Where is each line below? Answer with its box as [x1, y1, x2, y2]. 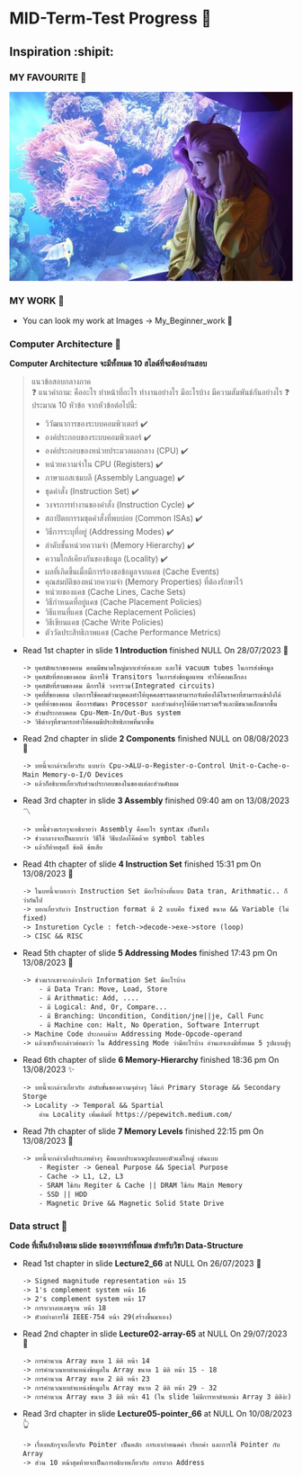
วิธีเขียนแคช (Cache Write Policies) [44, 616, 164, 628]
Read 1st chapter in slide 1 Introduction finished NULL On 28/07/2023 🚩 [22, 645, 289, 656]
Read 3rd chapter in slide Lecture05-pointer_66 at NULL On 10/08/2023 [22, 1408, 292, 1419]
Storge [22, 1093, 48, 1102]
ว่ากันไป [22, 895, 43, 905]
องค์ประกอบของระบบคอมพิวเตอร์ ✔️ [44, 432, 152, 443]
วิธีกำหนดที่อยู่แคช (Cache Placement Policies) [44, 597, 202, 607]
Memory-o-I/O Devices [42, 770, 124, 779]
